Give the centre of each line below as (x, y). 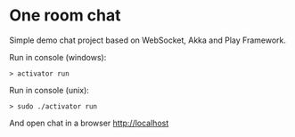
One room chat (65, 16)
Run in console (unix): (49, 90)
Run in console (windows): (58, 57)
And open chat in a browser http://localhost (89, 123)
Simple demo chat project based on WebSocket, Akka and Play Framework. (148, 40)
